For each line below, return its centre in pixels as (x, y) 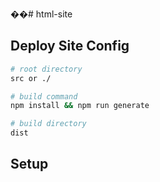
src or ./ (31, 78)
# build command (44, 96)
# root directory (46, 69)
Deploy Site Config (70, 46)
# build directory (48, 124)
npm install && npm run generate (80, 106)
